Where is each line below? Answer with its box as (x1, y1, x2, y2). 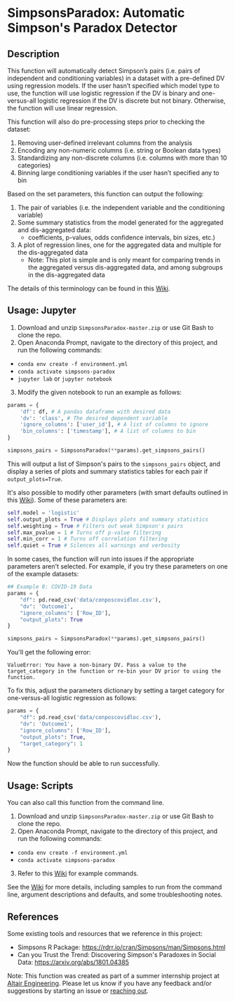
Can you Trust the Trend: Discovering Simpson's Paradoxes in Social (17, 950, 216, 958)
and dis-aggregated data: (17, 226, 92, 234)
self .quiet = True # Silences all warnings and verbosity (7, 542, 180, 550)
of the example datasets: (7, 570, 79, 578)
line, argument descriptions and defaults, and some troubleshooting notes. (7, 890, 223, 899)
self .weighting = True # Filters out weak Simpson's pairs (7, 522, 184, 529)
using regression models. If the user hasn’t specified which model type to (7, 82, 220, 89)
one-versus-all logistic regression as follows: (7, 694, 137, 702)
